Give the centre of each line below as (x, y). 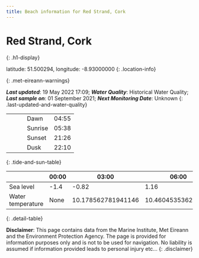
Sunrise (38, 128)
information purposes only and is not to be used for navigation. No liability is (99, 242)
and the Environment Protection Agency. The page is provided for (86, 236)
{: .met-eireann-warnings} (38, 80)
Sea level (22, 186)
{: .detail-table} (25, 218)
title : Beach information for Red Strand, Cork (66, 12)
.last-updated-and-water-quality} (47, 104)
